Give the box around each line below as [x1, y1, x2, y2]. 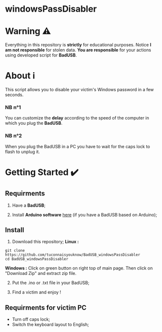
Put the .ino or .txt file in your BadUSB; [12, 280, 90, 286]
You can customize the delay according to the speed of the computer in [5, 115, 149, 121]
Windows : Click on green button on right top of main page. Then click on [5, 265, 153, 271]
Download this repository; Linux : [12, 239, 79, 245]
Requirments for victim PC [5, 303, 87, 312]
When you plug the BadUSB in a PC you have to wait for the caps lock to [5, 143, 150, 149]
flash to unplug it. [5, 149, 40, 155]
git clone [5, 248, 25, 253]
